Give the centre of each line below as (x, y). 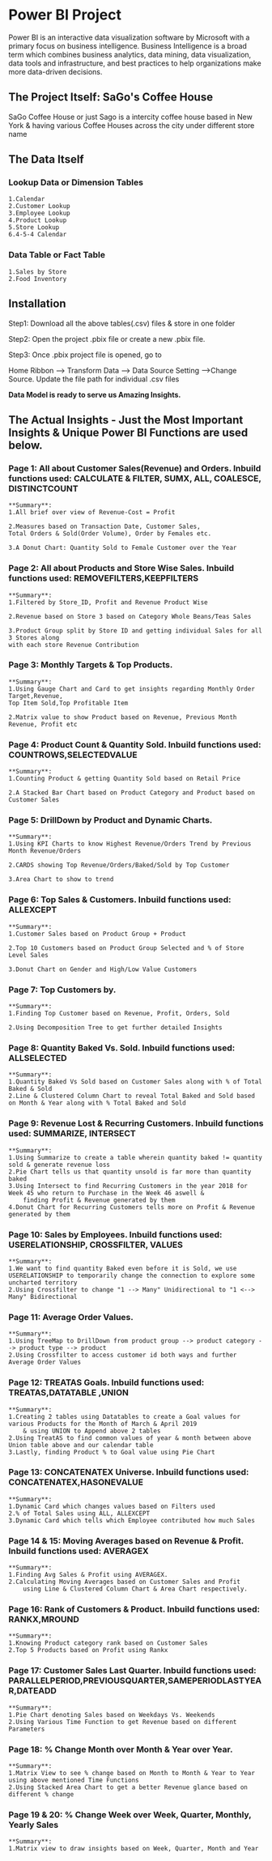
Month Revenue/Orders (45, 851)
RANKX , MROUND (44, 1620)
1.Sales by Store (38, 272)
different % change (41, 1794)
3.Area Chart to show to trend (61, 879)
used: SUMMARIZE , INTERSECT (72, 1134)
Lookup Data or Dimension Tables (76, 182)
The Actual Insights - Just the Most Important (126, 420)
